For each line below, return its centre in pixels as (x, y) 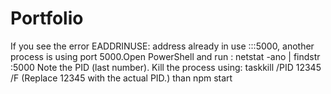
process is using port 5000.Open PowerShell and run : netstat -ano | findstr (165, 56)
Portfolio (47, 18)
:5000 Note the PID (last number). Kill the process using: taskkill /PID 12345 (166, 67)
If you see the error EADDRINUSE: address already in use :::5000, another (162, 46)
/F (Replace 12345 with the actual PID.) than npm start (121, 78)
